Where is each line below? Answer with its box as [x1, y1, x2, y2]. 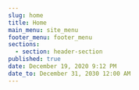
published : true [8, 56, 61, 63]
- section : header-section [15, 48, 103, 56]
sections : [8, 41, 41, 49]
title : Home [8, 19, 47, 27]
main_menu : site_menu [8, 26, 79, 34]
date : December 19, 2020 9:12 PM [8, 63, 117, 70]
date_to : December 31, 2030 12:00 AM [8, 70, 131, 77]
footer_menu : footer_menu [8, 33, 92, 41]
